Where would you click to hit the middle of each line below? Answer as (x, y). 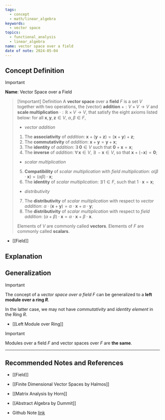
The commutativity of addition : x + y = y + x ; (71, 142)
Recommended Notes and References (64, 363)
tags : (11, 10)
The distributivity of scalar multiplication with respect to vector (89, 201)
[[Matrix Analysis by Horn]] (40, 394)
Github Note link (28, 413)
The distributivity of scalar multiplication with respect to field (87, 211)
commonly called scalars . (43, 231)
